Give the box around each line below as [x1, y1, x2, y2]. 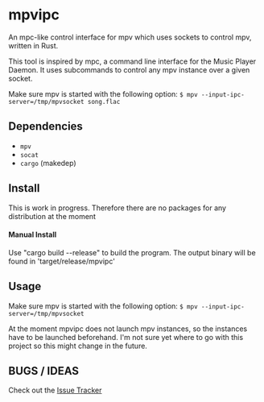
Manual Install [8, 230, 57, 239]
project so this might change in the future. [8, 341, 147, 350]
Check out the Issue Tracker [8, 385, 102, 396]
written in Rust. [8, 40, 59, 50]
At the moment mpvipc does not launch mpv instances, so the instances [8, 324, 248, 334]
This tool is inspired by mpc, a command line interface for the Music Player [8, 56, 257, 66]
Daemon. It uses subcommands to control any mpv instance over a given [8, 64, 250, 74]
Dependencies [8, 119, 83, 134]
